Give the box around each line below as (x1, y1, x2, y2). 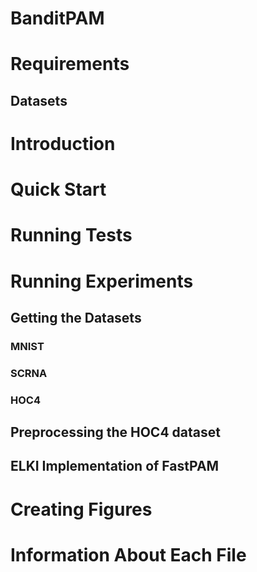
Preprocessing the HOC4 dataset (10, 424, 221, 441)
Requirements (10, 53, 130, 76)
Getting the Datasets (10, 309, 142, 326)
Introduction (10, 132, 116, 155)
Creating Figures (10, 498, 153, 521)
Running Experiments (10, 270, 194, 292)
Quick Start (10, 178, 107, 201)
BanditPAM (10, 7, 105, 30)
